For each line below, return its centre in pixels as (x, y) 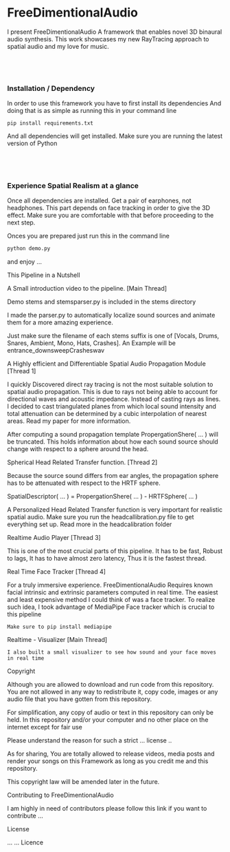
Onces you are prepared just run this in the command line (88, 236)
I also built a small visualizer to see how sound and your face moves (112, 652)
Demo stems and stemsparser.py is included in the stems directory (102, 302)
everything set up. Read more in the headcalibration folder (90, 524)
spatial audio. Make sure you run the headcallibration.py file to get (101, 517)
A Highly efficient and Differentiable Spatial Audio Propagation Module (106, 364)
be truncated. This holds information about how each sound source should (113, 441)
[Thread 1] (22, 371)
